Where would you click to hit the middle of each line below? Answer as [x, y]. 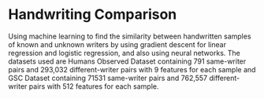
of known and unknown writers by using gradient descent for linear [117, 44]
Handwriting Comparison [93, 15]
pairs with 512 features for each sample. [94, 86]
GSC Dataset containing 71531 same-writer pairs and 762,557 [108, 78]
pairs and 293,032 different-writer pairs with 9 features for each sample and [132, 69]
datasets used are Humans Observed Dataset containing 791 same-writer [127, 61]
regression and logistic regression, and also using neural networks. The [124, 53]
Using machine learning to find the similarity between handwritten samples [130, 36]
